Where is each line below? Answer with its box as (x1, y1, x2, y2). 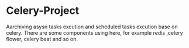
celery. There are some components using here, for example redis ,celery (6, 29, 183, 36)
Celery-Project (6, 4, 80, 17)
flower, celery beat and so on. (6, 35, 78, 42)
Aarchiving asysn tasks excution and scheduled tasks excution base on (6, 23, 178, 30)
